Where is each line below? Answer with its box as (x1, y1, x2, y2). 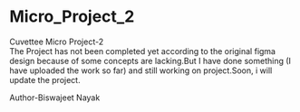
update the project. (9, 74, 81, 85)
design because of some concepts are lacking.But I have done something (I (9, 55, 292, 66)
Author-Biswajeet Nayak (9, 92, 101, 103)
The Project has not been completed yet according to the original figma (9, 45, 276, 56)
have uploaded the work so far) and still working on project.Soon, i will (9, 65, 273, 76)
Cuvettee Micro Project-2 (9, 36, 104, 47)
